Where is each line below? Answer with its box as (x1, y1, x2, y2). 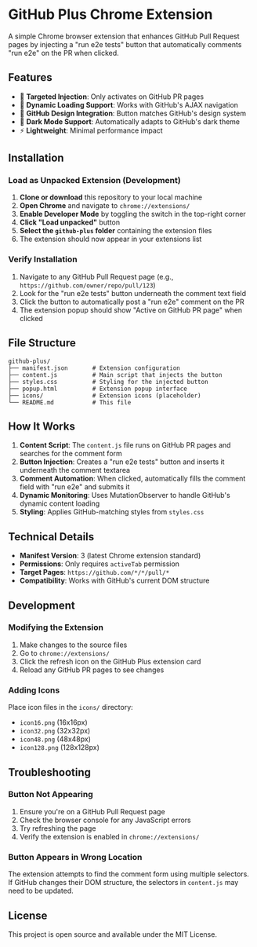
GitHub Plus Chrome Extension (8, 5, 213, 24)
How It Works (8, 419, 76, 433)
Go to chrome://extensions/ (19, 648, 110, 657)
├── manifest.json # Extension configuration (8, 364, 180, 372)
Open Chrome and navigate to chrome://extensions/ (19, 201, 190, 210)
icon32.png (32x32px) (19, 726, 91, 736)
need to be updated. (8, 886, 74, 896)
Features (8, 71, 52, 84)
